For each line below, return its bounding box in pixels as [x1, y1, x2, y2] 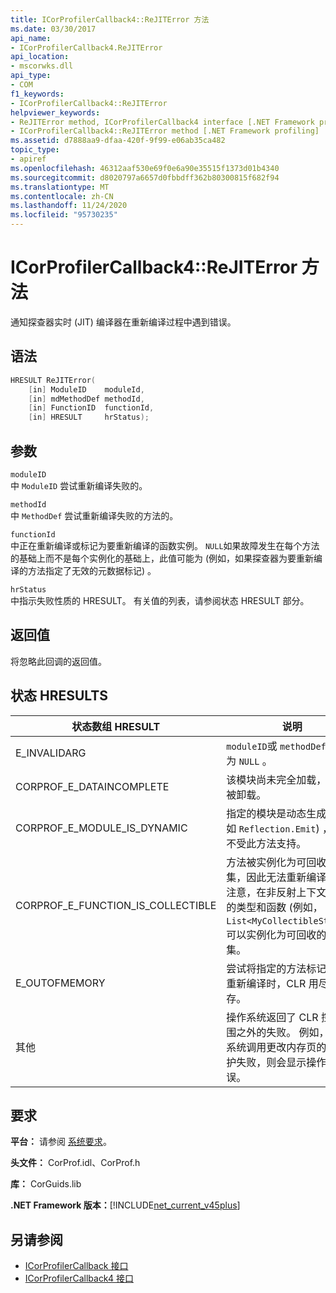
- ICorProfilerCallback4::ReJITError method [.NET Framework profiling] [10, 126, 320, 136]
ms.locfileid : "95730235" [10, 210, 118, 220]
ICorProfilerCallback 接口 [24, 1260, 129, 1272]
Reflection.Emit [238, 823, 317, 835]
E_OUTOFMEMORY [15, 976, 106, 990]
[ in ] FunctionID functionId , [28, 403, 155, 413]
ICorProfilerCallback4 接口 [24, 1272, 134, 1285]
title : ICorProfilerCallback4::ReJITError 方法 [10, 14, 210, 25]
